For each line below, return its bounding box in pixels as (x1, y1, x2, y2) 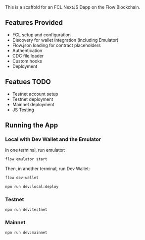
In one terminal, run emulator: (5, 147, 65, 153)
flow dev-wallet (5, 176, 39, 180)
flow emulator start (5, 157, 48, 162)
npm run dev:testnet (5, 207, 48, 212)
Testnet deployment (12, 96, 53, 102)
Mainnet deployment (12, 101, 54, 107)
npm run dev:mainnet (5, 230, 48, 235)
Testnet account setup (12, 91, 58, 97)
